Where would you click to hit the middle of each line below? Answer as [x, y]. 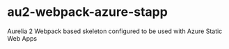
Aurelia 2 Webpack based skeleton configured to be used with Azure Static [115, 31]
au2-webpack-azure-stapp [88, 12]
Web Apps [22, 38]
